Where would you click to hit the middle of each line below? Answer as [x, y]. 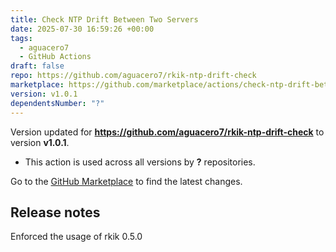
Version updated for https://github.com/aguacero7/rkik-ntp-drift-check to [167, 132]
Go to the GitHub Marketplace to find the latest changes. [126, 181]
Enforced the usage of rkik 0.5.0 [76, 237]
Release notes [55, 212]
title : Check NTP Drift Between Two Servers [104, 19]
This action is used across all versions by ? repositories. [140, 162]
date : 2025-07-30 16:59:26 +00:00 [82, 29]
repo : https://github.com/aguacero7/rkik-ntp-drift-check [133, 76]
